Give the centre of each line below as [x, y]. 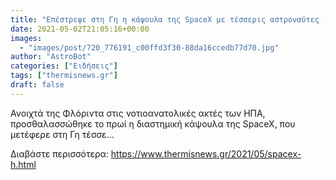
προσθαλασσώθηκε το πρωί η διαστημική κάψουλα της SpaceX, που [153, 123]
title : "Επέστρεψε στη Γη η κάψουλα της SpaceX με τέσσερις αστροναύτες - [169, 19]
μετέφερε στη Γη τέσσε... [62, 134]
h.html [23, 164]
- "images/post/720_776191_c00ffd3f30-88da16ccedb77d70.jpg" [149, 47]
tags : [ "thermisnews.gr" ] [64, 76]
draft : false [37, 85]
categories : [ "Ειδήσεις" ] [64, 66]
